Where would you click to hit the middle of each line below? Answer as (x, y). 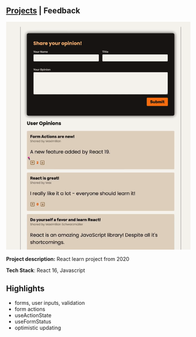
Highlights (25, 289)
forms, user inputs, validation (49, 302)
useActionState (33, 315)
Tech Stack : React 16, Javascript (46, 270)
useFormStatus (33, 321)
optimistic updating (38, 328)
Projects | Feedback (43, 11)
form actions (30, 309)
